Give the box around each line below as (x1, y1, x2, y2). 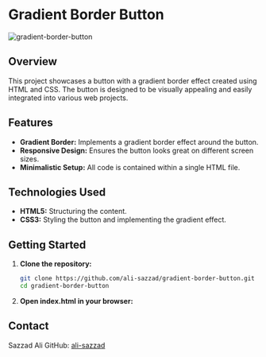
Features (8, 116, 53, 130)
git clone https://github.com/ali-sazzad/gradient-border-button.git (19, 274, 256, 283)
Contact (8, 320, 49, 333)
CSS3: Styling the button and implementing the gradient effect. (19, 215, 226, 224)
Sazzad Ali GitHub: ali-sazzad (8, 340, 106, 350)
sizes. (19, 153, 40, 164)
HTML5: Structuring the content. (19, 207, 127, 216)
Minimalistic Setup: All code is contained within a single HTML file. (19, 162, 241, 172)
